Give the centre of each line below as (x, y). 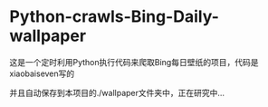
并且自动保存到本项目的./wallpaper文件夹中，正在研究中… (117, 92)
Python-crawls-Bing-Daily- (114, 17)
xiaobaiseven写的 (42, 73)
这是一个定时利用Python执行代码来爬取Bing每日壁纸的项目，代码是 (134, 62)
